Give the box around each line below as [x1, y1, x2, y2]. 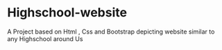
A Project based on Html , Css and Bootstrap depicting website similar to [7, 27, 215, 36]
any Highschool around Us [7, 34, 83, 42]
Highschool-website [7, 5, 127, 21]
